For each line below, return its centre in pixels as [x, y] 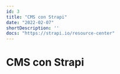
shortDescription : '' [33, 28]
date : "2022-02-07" [30, 22]
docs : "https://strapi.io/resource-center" [61, 33]
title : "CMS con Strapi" [37, 17]
